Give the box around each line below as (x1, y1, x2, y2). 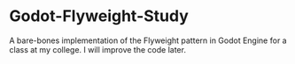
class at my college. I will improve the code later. (9, 44, 186, 54)
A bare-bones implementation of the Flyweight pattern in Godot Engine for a (9, 35, 287, 46)
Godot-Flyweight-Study (9, 6, 189, 26)
